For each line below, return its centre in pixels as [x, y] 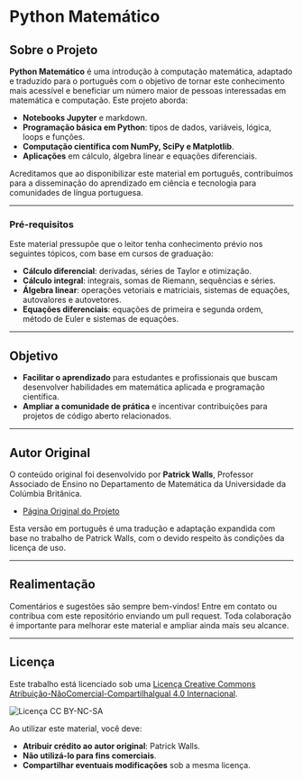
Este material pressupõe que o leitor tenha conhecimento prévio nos [136, 244]
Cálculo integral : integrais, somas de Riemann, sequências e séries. [149, 280]
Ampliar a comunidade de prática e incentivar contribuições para [145, 407]
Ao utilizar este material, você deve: [76, 729]
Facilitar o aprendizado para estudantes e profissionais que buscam [150, 378]
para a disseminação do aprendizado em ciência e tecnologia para [133, 183]
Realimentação [53, 585]
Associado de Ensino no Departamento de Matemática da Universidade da [148, 483]
